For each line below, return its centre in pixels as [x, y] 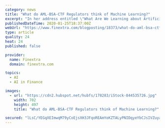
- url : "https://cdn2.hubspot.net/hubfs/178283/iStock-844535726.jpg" [83, 95]
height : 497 [26, 104]
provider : [15, 55]
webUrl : [13, 28]
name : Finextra [25, 59]
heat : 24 [14, 42]
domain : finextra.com [32, 64]
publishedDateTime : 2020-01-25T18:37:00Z [48, 23]
